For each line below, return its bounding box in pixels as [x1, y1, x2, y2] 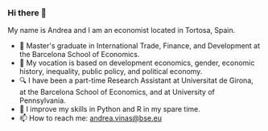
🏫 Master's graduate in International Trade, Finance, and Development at [19, 41, 261, 51]
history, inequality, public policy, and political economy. [19, 67, 203, 76]
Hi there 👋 [7, 7, 47, 18]
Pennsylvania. [19, 96, 66, 105]
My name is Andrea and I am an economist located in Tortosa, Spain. [7, 26, 236, 35]
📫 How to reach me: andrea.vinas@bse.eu [19, 113, 163, 123]
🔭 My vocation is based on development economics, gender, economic [19, 58, 255, 68]
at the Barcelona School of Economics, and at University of [19, 88, 215, 97]
